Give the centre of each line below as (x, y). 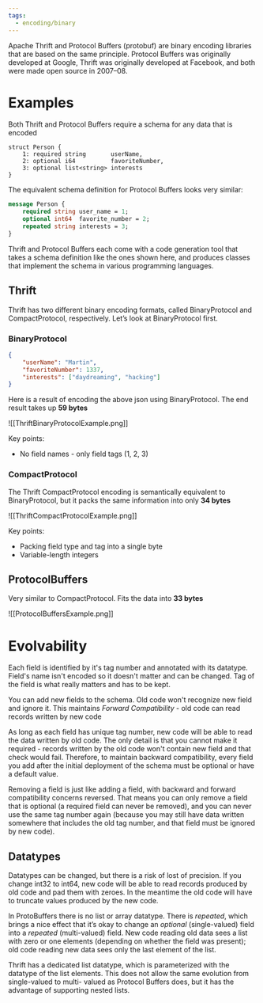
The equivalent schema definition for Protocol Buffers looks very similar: (126, 190)
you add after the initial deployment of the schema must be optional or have (131, 766)
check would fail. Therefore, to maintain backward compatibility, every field (131, 758)
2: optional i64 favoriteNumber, (93, 161)
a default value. (34, 774)
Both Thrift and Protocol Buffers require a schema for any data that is (120, 124)
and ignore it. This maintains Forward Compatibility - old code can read (124, 709)
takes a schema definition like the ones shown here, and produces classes (129, 257)
